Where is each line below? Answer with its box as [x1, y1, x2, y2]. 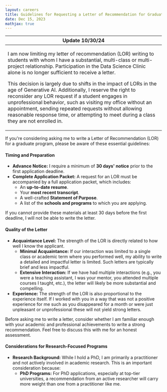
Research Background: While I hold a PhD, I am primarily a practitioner [12, 354, 158, 360]
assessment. [5, 332, 31, 338]
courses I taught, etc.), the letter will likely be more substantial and [19, 280, 156, 286]
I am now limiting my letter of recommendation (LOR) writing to [7, 50, 154, 57]
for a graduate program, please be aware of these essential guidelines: [5, 140, 150, 147]
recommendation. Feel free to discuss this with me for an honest [5, 327, 137, 333]
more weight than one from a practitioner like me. [19, 381, 121, 387]
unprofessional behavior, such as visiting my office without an [7, 99, 152, 106]
